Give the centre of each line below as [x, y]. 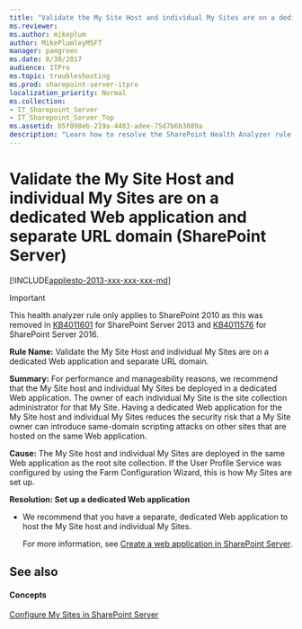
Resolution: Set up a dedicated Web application [100, 499]
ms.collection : [38, 101]
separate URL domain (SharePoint [138, 237]
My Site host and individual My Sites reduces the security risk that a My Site [150, 416]
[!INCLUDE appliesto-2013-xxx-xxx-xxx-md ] [90, 280]
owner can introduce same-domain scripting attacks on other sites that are [148, 426]
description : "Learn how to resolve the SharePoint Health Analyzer [140, 135]
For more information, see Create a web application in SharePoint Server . [157, 544]
